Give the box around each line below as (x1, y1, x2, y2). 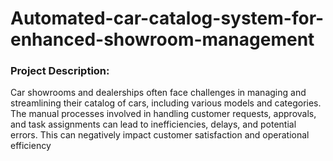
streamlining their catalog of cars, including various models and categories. (10, 97, 322, 109)
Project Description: (10, 64, 110, 78)
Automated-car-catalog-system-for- (10, 7, 325, 30)
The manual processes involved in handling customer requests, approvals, (10, 108, 317, 120)
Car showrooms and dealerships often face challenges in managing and (10, 87, 307, 99)
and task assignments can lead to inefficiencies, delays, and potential (10, 118, 297, 131)
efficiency (10, 140, 52, 152)
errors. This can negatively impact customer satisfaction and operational (10, 129, 310, 141)
